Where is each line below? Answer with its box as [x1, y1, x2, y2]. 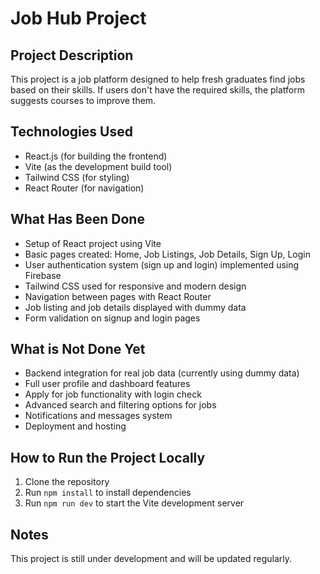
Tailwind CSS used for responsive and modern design [24, 280, 247, 292]
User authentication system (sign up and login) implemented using [24, 258, 300, 271]
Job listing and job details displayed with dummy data [24, 301, 247, 313]
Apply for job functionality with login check [24, 388, 202, 401]
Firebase [24, 269, 62, 281]
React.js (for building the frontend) [24, 150, 168, 162]
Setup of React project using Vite [24, 237, 162, 249]
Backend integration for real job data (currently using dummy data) [24, 367, 300, 379]
